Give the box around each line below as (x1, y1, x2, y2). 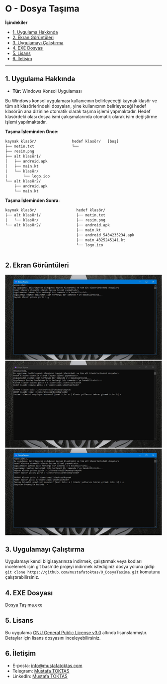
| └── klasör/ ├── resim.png (5, 217, 106, 222)
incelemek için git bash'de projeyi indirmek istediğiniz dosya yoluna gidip (5, 564, 155, 570)
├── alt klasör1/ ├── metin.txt (5, 212, 106, 217)
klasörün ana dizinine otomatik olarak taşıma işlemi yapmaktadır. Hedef (5, 108, 151, 114)
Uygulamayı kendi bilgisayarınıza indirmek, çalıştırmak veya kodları (5, 558, 142, 564)
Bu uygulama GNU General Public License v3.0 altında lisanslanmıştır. (5, 629, 148, 636)
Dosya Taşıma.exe (5, 602, 43, 608)
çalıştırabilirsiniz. (5, 574, 40, 580)
